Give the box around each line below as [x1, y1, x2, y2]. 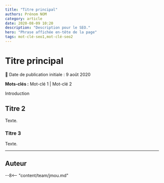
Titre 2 [5, 104, 26, 113]
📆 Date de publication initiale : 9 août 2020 [5, 71, 91, 77]
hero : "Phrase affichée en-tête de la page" [5, 30, 97, 35]
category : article [5, 16, 42, 21]
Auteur [5, 160, 27, 168]
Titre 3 [5, 130, 21, 137]
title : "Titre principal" [5, 7, 58, 12]
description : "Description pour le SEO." [5, 25, 91, 30]
